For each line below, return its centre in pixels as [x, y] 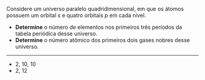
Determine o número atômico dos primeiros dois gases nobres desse [103, 40]
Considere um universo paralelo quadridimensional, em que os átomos [95, 9]
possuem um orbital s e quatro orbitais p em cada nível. [76, 15]
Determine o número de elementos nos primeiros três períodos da [99, 27]
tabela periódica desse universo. [56, 34]
